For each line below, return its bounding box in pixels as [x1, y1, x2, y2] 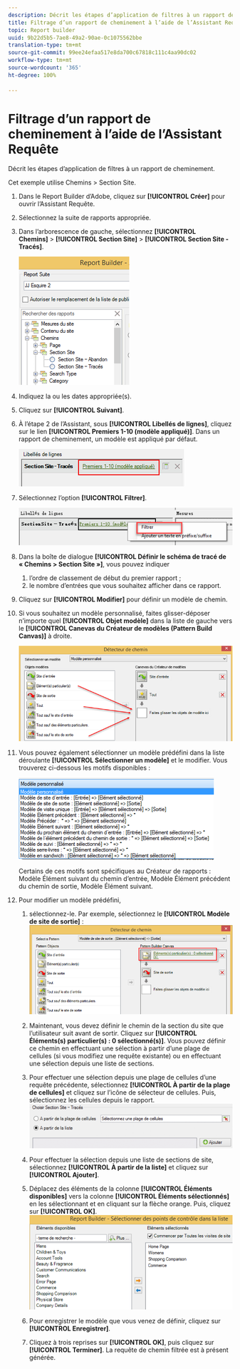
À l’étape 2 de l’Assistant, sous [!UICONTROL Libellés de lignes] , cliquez [18, 420, 232, 428]
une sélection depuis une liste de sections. [28, 1059, 155, 1068]
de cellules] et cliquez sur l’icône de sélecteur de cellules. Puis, [28, 1088, 216, 1097]
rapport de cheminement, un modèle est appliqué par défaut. [18, 435, 198, 443]
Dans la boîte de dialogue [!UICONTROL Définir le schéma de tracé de [18, 552, 226, 561]
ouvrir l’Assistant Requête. [18, 200, 95, 208]
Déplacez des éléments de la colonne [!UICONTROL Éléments [28, 1184, 213, 1193]
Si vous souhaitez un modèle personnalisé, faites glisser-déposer [18, 609, 211, 617]
